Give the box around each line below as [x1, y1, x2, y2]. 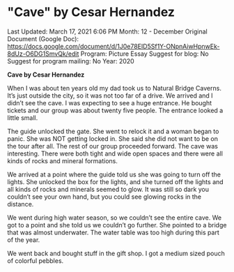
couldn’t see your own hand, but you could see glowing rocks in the [7, 192, 202, 201]
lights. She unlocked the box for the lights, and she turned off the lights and [7, 177, 224, 186]
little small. [7, 113, 38, 122]
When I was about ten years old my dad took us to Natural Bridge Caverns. [7, 84, 221, 92]
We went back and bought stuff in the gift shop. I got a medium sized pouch [7, 249, 225, 257]
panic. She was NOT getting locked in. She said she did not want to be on [7, 134, 218, 143]
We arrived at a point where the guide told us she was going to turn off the [7, 170, 221, 179]
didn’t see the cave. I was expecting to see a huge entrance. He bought [7, 98, 212, 107]
